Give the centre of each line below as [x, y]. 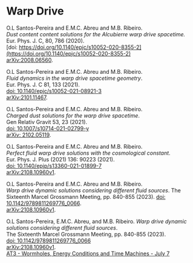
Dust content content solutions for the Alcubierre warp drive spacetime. [96, 34]
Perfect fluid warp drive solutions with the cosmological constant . [88, 153]
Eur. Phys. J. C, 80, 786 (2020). [45, 41]
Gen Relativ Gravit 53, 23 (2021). [47, 122]
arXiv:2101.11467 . [27, 97]
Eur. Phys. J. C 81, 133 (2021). [43, 84]
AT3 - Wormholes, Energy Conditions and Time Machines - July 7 [88, 253]
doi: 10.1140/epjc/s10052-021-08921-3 [54, 91]
